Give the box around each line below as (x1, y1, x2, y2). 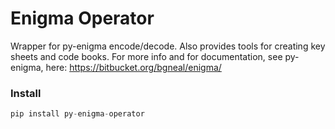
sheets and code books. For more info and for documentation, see (10, 50, 283, 62)
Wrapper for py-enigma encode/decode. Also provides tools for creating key (10, 40, 326, 52)
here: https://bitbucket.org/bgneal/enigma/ (45, 61, 222, 73)
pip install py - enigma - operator (10, 109, 145, 119)
